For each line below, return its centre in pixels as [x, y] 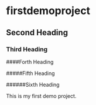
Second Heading [37, 33]
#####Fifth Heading [30, 73]
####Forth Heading [30, 62]
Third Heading [27, 49]
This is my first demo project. [41, 96]
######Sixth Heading [33, 84]
